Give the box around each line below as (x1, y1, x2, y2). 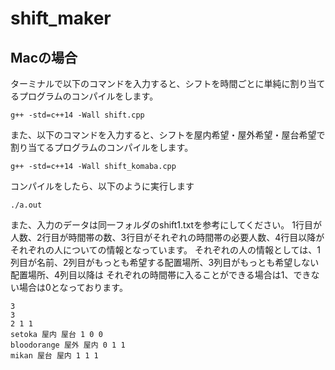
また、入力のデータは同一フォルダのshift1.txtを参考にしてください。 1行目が (10, 219, 322, 231)
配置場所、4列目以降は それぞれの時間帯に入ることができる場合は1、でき (10, 269, 312, 281)
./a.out (10, 200, 43, 210)
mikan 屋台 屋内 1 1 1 (10, 351, 99, 361)
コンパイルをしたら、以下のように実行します (10, 180, 195, 192)
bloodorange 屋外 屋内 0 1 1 (10, 340, 126, 350)
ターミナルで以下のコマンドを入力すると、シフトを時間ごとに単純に (10, 78, 291, 89)
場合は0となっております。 (18, 282, 128, 293)
